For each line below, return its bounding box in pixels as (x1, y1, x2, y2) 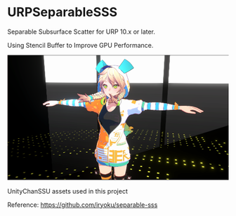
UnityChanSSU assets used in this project (7, 187, 128, 195)
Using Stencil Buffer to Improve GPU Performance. (7, 41, 154, 49)
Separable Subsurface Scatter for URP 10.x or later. (7, 27, 156, 36)
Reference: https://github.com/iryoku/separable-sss (7, 201, 158, 209)
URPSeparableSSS (7, 4, 118, 20)
